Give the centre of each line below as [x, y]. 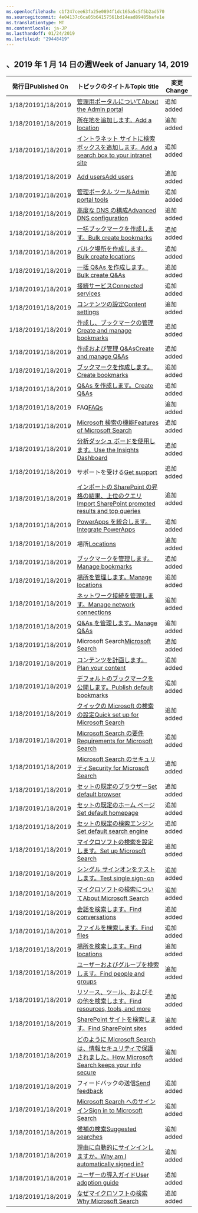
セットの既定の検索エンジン [115, 823]
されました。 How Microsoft [115, 1057]
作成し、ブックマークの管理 [115, 322]
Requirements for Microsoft [115, 741]
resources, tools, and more [114, 1008]
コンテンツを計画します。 [112, 660]
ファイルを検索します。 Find [115, 928]
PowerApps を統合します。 [114, 521]
